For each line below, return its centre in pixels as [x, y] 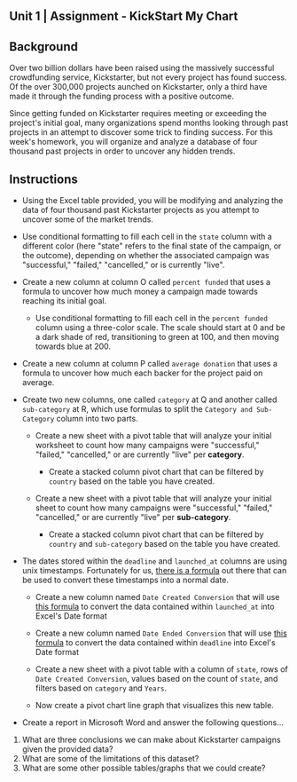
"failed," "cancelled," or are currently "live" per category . [140, 454]
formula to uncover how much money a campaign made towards [140, 292]
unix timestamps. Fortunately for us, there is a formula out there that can [154, 571]
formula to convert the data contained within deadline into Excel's [156, 643]
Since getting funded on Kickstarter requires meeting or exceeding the [138, 114]
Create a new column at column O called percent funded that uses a [146, 282]
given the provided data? [67, 749]
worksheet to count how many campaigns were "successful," [147, 446]
